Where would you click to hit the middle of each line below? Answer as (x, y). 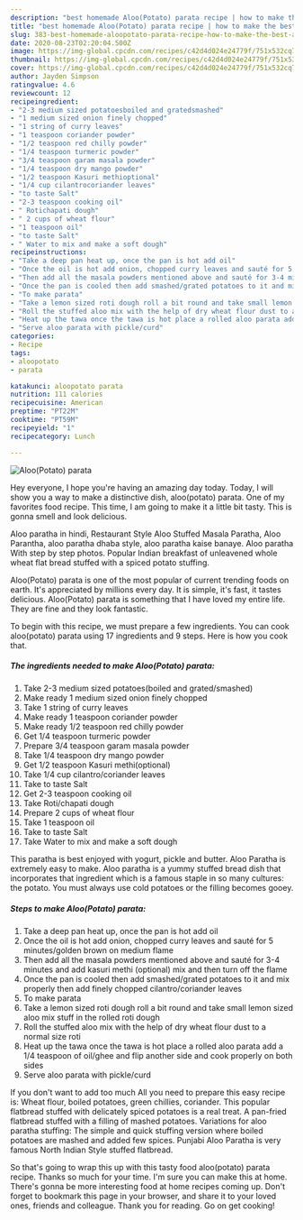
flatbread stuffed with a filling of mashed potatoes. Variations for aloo (139, 1121)
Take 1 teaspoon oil (59, 822)
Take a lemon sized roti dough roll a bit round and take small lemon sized (158, 1008)
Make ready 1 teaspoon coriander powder (100, 717)
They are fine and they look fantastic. (79, 609)
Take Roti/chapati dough (69, 803)
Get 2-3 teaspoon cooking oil (77, 793)
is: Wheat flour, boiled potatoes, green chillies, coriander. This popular (140, 1102)
